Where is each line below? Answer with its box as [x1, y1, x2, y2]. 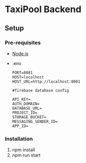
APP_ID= [12, 123, 28, 128]
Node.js [12, 50, 29, 56]
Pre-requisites [5, 39, 41, 46]
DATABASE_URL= [12, 106, 42, 111]
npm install [12, 147, 35, 153]
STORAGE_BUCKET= [12, 114, 47, 120]
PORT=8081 [12, 70, 33, 75]
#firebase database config [12, 88, 69, 93]
